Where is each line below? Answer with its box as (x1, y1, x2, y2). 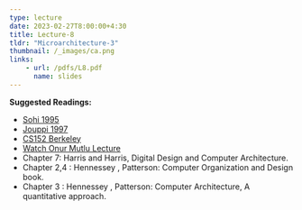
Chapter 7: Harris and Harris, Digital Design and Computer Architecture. (22, 152, 288, 163)
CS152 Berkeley (22, 132, 81, 144)
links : (9, 55, 34, 64)
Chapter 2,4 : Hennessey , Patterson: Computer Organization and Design (22, 161, 294, 172)
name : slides (32, 72, 83, 81)
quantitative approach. (22, 190, 106, 201)
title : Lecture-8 (9, 30, 75, 39)
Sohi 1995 (22, 114, 60, 124)
